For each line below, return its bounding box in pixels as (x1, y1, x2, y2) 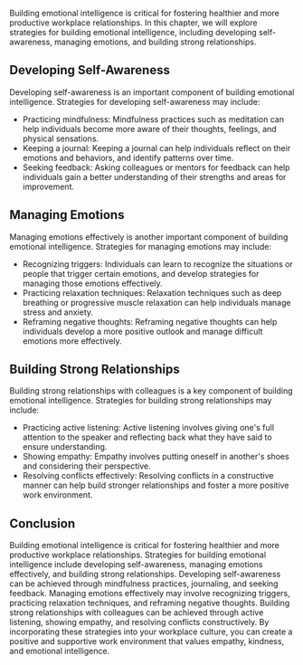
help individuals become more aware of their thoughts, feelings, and (22, 123, 278, 134)
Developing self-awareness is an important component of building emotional (9, 86, 295, 98)
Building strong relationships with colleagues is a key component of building (9, 385, 293, 396)
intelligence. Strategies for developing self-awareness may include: (9, 96, 260, 107)
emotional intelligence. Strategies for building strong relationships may (9, 395, 272, 406)
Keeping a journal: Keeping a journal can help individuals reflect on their (22, 142, 291, 153)
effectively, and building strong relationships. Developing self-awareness (9, 569, 281, 580)
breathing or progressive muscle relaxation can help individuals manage (22, 297, 291, 308)
